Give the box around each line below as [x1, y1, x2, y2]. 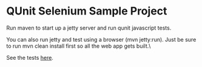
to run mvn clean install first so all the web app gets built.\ [6, 42, 151, 49]
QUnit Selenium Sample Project [6, 4, 167, 18]
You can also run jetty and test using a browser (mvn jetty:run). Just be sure [6, 36, 197, 43]
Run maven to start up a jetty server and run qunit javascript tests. [6, 24, 172, 31]
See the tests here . [6, 54, 53, 61]
